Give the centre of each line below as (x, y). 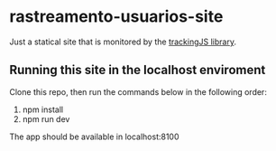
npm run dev (46, 118)
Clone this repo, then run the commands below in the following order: (138, 91)
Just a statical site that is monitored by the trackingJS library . (123, 42)
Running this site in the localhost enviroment (138, 70)
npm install (43, 109)
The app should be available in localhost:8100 (94, 137)
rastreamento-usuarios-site (116, 17)
